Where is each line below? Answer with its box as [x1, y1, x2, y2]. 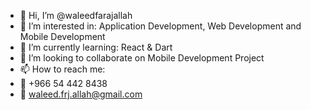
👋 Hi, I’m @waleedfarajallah [19, 10, 133, 21]
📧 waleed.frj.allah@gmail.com [19, 88, 143, 100]
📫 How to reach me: [19, 63, 106, 75]
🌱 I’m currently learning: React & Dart [19, 41, 173, 53]
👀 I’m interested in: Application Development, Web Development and [19, 20, 302, 32]
